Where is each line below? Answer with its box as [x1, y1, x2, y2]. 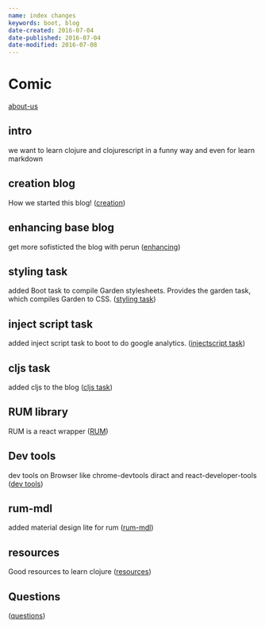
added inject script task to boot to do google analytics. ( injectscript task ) [8, 339, 246, 348]
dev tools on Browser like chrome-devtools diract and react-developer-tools [8, 470, 257, 480]
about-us [8, 101, 38, 111]
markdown [8, 154, 44, 163]
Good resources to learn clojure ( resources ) [8, 567, 152, 576]
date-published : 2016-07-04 [8, 33, 102, 42]
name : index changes [8, 11, 77, 20]
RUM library [8, 405, 69, 419]
